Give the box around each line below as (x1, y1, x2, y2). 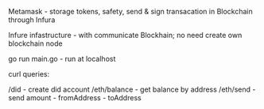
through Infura (8, 15, 56, 24)
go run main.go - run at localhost (8, 54, 116, 63)
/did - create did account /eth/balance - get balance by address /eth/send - (8, 85, 256, 94)
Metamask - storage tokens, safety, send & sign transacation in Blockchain (8, 7, 253, 16)
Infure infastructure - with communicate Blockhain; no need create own (8, 31, 243, 39)
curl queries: (8, 70, 50, 78)
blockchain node (8, 39, 63, 48)
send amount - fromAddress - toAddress (8, 93, 142, 102)
